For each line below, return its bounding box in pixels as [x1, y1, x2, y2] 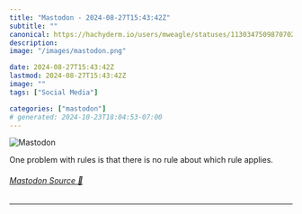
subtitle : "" [9, 22, 58, 31]
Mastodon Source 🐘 [9, 174, 84, 185]
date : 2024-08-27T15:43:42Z [9, 63, 115, 72]
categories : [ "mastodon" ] [9, 104, 106, 113]
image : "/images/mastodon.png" [9, 47, 127, 56]
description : [9, 38, 58, 48]
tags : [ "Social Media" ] [9, 87, 99, 97]
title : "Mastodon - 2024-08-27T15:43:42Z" [9, 13, 171, 22]
